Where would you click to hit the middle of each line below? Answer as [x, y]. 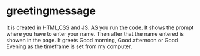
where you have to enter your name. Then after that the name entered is [95, 33]
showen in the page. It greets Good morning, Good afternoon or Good [92, 40]
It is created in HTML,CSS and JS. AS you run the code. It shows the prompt [100, 27]
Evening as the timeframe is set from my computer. [69, 46]
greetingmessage [51, 11]
